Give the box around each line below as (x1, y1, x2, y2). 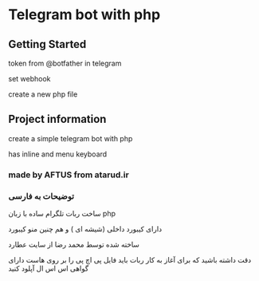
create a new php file (8, 89, 78, 99)
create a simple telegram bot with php (8, 133, 133, 143)
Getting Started (8, 38, 87, 51)
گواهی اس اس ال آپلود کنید (8, 263, 89, 273)
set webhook (8, 74, 51, 83)
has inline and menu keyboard (8, 149, 108, 159)
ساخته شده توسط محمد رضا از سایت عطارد (8, 239, 139, 249)
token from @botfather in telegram (8, 58, 122, 68)
